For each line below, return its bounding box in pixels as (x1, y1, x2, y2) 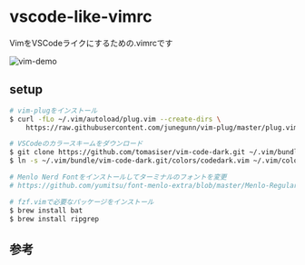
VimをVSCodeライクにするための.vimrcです (9, 37, 173, 48)
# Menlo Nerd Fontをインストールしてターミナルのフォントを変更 (9, 172, 227, 182)
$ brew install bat (9, 206, 84, 215)
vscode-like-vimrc (9, 6, 152, 27)
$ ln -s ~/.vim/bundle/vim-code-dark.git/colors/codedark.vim (9, 156, 250, 165)
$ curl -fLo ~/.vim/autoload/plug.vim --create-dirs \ (9, 114, 221, 123)
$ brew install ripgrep (9, 214, 100, 223)
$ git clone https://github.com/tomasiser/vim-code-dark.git (9, 148, 246, 157)
